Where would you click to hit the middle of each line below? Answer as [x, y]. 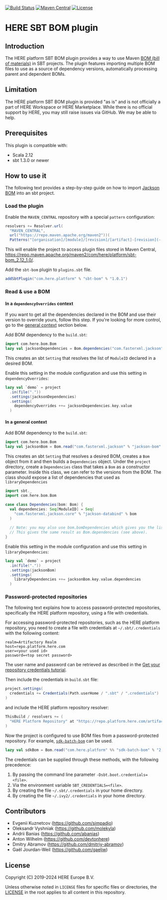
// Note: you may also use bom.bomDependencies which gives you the [82, 528]
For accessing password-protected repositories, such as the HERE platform [83, 622]
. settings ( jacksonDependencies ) [43, 397]
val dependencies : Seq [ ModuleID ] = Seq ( [52, 509]
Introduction [25, 46]
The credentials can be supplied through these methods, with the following [82, 759]
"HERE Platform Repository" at [42, 721]
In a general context [26, 422]
